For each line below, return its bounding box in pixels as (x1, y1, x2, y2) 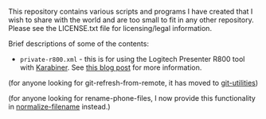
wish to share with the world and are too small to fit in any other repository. (8, 15, 254, 25)
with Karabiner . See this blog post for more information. (19, 63, 202, 72)
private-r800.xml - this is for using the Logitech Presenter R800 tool (19, 55, 245, 63)
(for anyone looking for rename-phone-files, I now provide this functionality (8, 94, 256, 102)
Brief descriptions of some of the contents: (8, 39, 150, 48)
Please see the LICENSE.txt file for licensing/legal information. (8, 24, 213, 33)
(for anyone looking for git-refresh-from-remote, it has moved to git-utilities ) (8, 79, 259, 87)
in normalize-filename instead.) (8, 102, 111, 111)
